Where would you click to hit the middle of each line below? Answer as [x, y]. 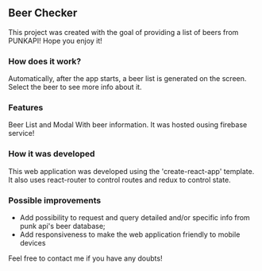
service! [21, 134]
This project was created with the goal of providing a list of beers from [123, 32]
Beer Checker [43, 13]
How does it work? [45, 61]
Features [26, 108]
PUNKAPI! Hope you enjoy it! [56, 41]
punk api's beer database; [62, 226]
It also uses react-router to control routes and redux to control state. [120, 180]
